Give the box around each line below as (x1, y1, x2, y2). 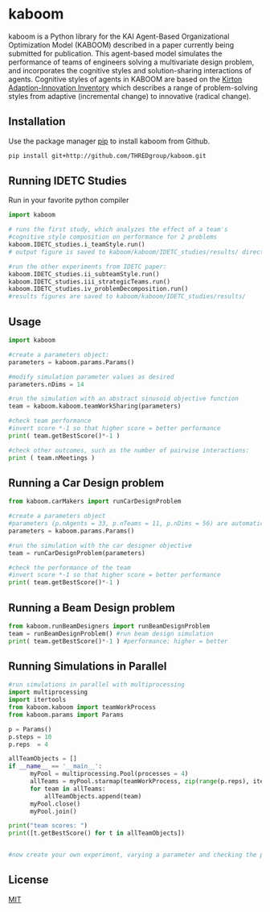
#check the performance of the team (8, 563, 131, 572)
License (8, 873, 49, 887)
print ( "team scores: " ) (8, 822, 88, 830)
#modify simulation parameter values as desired (8, 372, 174, 381)
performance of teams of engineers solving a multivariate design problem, (8, 57, 255, 67)
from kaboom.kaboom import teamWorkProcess (8, 703, 157, 711)
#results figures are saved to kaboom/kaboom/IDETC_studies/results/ (8, 292, 247, 301)
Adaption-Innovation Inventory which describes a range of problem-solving (8, 82, 259, 93)
